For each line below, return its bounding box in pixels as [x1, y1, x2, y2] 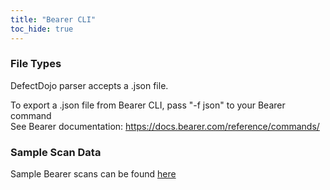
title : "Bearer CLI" [10, 14, 97, 25]
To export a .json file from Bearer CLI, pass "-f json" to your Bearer [10, 99, 286, 111]
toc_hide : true [10, 24, 74, 34]
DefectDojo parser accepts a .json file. [10, 79, 169, 91]
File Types [10, 57, 62, 71]
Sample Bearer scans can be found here [10, 168, 177, 180]
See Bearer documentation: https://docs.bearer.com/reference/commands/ [10, 120, 320, 132]
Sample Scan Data [10, 145, 102, 159]
